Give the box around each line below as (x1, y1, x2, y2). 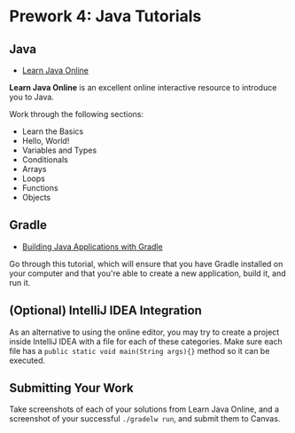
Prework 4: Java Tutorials (9, 6, 202, 27)
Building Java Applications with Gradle (21, 241, 163, 252)
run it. (9, 277, 31, 287)
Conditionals (21, 154, 68, 165)
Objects (21, 193, 51, 202)
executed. (9, 355, 46, 366)
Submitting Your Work (9, 381, 135, 396)
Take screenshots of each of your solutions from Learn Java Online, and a (9, 404, 279, 414)
